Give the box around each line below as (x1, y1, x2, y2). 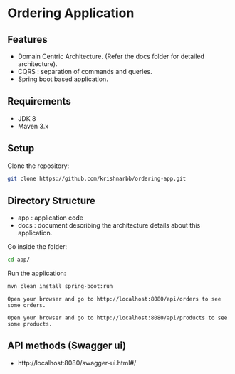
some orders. (7, 302, 46, 309)
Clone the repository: (7, 161, 70, 170)
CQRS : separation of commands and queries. (17, 68, 152, 75)
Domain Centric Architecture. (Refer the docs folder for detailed (17, 52, 205, 60)
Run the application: (7, 269, 66, 278)
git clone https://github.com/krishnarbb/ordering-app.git (7, 175, 187, 182)
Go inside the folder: (7, 242, 68, 251)
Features (7, 33, 48, 46)
